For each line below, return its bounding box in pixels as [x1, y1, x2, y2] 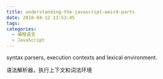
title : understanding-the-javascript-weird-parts [6, 9, 136, 15]
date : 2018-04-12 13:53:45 [6, 15, 75, 21]
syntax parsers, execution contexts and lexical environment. [6, 54, 158, 61]
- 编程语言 [12, 32, 36, 38]
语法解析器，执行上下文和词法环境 [6, 66, 92, 74]
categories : [6, 26, 37, 32]
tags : [6, 20, 20, 26]
